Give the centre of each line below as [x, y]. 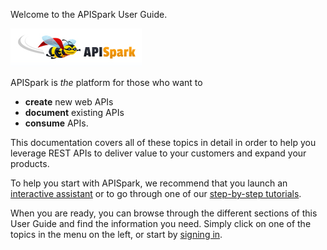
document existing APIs [74, 112]
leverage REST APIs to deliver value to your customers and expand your [158, 153]
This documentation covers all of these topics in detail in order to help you [163, 142]
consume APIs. [56, 123]
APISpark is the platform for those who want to [106, 82]
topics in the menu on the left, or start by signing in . [116, 234]
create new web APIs [69, 102]
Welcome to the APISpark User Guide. [89, 14]
